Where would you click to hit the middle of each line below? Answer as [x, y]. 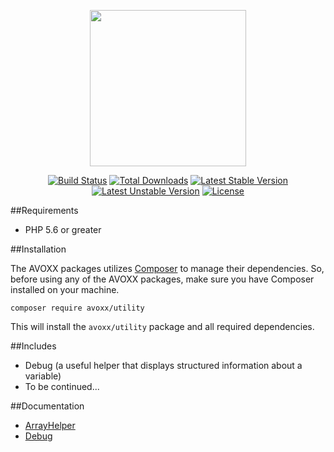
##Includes [33, 346]
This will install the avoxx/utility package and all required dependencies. [162, 326]
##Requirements [44, 210]
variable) [43, 376]
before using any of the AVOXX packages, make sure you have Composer [162, 279]
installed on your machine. [65, 289]
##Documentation [47, 406]
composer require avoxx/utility [77, 308]
